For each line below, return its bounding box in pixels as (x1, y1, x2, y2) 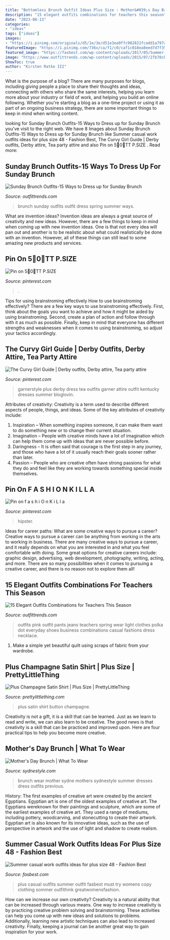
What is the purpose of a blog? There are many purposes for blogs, (5, 78, 146, 84)
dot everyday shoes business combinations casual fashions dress (17, 627, 155, 633)
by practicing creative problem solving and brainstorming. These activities (5, 907, 160, 913)
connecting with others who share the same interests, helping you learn (5, 89, 155, 95)
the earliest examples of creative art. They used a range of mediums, (5, 809, 149, 815)
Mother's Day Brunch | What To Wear (5, 744, 125, 753)
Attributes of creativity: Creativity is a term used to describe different (5, 401, 149, 407)
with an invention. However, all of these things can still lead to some (5, 234, 147, 240)
